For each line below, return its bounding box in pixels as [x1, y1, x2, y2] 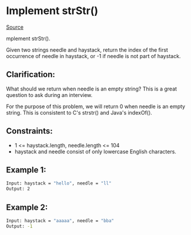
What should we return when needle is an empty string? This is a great [6, 85, 177, 92]
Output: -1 [6, 223, 33, 229]
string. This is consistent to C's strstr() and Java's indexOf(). [6, 109, 153, 116]
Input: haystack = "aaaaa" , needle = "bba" [6, 217, 115, 224]
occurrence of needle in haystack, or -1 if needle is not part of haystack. [6, 52, 181, 59]
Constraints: [6, 126, 53, 136]
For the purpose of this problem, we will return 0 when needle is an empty [6, 103, 186, 110]
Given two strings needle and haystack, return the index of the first [6, 46, 169, 53]
